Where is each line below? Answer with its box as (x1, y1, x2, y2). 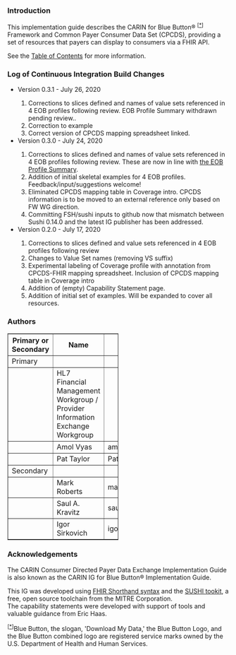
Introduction (7, 6, 51, 16)
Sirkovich (56, 528, 88, 538)
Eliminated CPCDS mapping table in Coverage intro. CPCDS (27, 188, 201, 196)
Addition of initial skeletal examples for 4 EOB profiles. (27, 172, 186, 182)
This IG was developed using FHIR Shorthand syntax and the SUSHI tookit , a (7, 586, 229, 595)
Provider (56, 403, 85, 413)
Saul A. (56, 498, 80, 508)
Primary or (12, 335, 49, 345)
